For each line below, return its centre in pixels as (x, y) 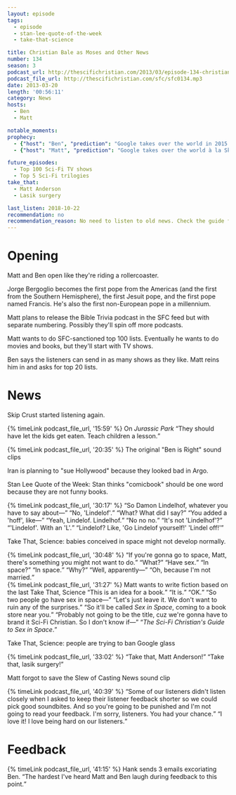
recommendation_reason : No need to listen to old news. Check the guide (116, 221)
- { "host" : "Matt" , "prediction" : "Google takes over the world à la (117, 150)
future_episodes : (33, 163)
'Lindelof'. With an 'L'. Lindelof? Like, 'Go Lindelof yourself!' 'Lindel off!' (116, 528)
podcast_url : (26, 72)
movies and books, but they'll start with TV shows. (80, 346)
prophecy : (22, 137)
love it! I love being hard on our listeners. (66, 721)
